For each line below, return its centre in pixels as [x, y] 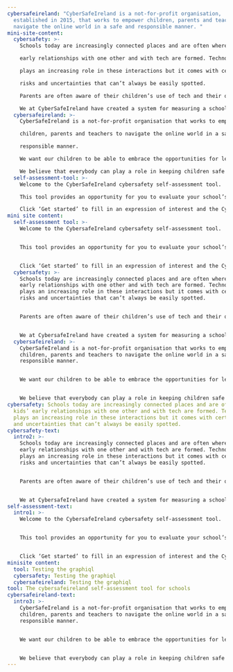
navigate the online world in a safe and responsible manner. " [108, 26]
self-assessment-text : [40, 506]
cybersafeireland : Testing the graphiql [72, 582]
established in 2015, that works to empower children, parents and [113, 20]
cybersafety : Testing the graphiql [65, 576]
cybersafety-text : [34, 431]
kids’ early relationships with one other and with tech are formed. [116, 411]
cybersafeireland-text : [42, 595]
